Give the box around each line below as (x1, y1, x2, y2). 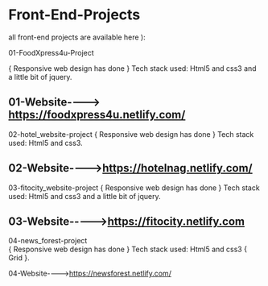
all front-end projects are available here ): (8, 32, 146, 42)
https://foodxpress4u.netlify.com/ (8, 108, 186, 122)
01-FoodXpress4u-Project (8, 48, 94, 57)
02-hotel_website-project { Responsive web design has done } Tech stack (8, 129, 254, 139)
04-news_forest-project (8, 236, 88, 246)
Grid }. (8, 253, 30, 263)
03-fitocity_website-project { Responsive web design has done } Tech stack (8, 183, 260, 193)
